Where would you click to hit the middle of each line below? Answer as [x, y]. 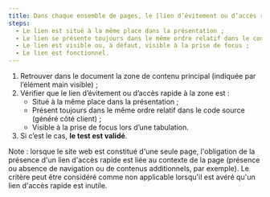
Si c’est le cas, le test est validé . [74, 136]
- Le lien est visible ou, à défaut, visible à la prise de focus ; [133, 46]
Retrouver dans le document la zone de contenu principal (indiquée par [138, 76]
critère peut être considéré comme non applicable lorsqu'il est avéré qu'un [132, 177]
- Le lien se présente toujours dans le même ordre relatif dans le [133, 38]
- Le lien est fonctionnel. [63, 53]
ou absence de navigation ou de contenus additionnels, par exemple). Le [129, 168]
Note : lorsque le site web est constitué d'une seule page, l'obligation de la [132, 151]
